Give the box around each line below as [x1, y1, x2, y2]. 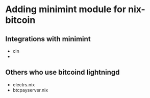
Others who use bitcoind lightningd [5, 68, 120, 77]
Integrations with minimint [5, 35, 91, 43]
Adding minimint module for [5, 4, 127, 15]
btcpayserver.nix [12, 87, 48, 93]
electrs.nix [12, 81, 35, 87]
